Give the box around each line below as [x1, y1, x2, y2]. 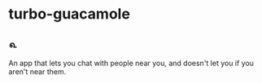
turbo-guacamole [8, 5, 130, 23]
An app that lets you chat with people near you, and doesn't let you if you [8, 58, 255, 68]
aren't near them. [8, 67, 67, 77]
